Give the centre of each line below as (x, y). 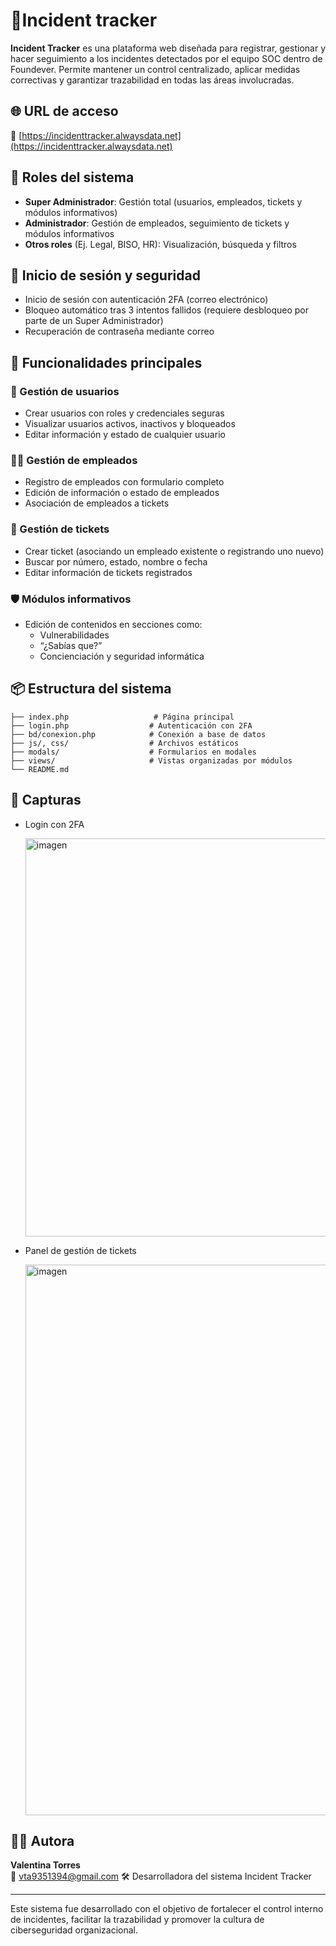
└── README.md (40, 769)
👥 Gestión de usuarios (65, 391)
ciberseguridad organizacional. (74, 1930)
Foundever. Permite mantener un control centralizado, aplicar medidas (155, 69)
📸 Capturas (46, 800)
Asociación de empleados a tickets (97, 503)
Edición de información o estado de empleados (122, 493)
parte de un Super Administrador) (94, 321)
